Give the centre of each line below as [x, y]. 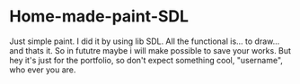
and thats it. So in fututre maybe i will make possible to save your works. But [150, 50]
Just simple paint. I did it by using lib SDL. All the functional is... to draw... [145, 41]
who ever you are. [43, 70]
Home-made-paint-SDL [99, 17]
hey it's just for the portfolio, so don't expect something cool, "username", [146, 60]
